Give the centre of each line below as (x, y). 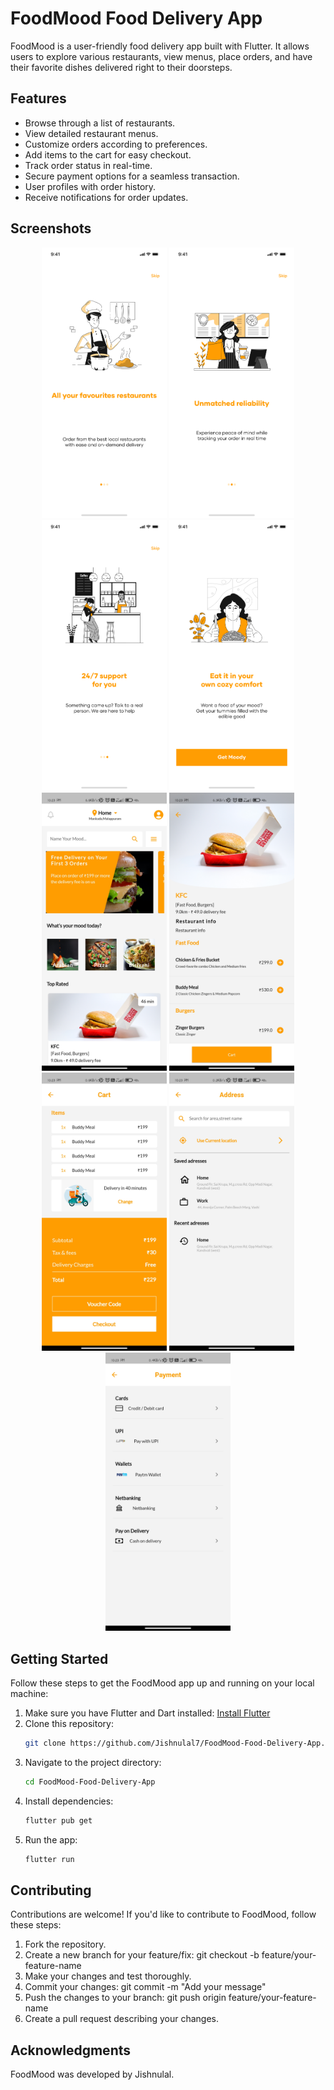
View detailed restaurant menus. (91, 133)
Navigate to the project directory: (93, 1762)
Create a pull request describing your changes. (121, 2019)
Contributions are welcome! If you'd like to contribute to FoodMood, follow (163, 1914)
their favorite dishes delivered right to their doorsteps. (121, 67)
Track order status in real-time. (88, 165)
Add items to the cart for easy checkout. (108, 154)
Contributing (51, 1890)
